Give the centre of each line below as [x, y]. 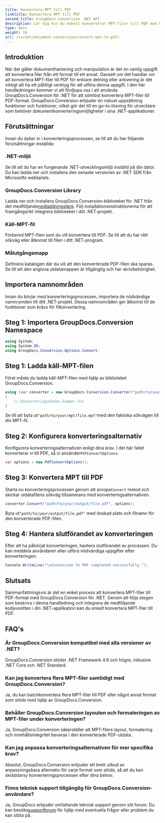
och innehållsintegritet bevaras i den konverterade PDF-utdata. [69, 735]
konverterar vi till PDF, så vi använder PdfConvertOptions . [62, 453]
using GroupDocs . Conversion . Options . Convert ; [52, 351]
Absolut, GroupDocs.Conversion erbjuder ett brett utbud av [65, 764]
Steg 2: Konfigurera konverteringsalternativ [74, 436]
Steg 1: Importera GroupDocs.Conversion [69, 322]
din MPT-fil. [17, 421]
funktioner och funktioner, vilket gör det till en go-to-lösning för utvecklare [80, 106]
